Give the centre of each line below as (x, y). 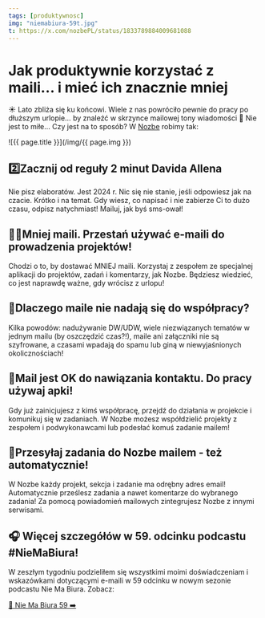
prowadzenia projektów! (70, 247)
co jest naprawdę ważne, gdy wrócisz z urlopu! (86, 283)
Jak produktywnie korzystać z (111, 70)
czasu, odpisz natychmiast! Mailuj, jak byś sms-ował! (96, 209)
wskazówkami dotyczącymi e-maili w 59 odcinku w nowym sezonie (120, 581)
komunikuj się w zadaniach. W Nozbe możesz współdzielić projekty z (123, 419)
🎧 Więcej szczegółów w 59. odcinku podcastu (127, 536)
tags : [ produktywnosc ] (46, 16)
